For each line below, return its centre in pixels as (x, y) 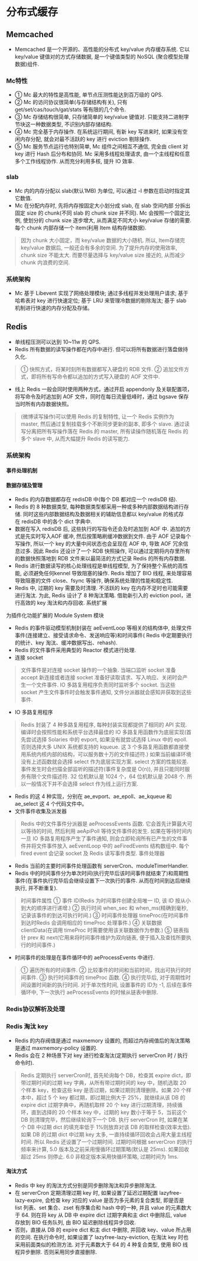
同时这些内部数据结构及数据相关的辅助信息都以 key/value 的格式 (101, 514)
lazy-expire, (29, 1200)
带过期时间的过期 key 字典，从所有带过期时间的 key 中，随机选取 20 (103, 1082)
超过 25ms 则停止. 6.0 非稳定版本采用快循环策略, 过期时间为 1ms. (100, 1156)
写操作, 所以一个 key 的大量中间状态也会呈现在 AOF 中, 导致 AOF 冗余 (99, 544)
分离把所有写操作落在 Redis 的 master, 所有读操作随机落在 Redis (104, 431)
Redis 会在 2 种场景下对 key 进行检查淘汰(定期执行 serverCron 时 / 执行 (101, 1055)
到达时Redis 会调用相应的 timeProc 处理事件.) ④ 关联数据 (91, 923)
